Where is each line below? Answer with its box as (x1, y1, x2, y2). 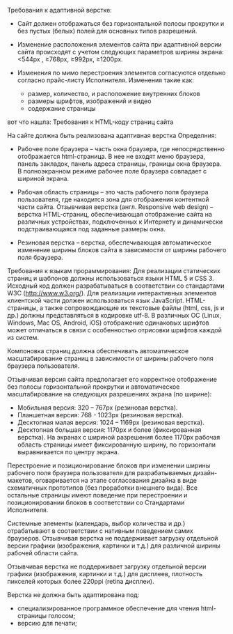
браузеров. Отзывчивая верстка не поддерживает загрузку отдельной (7, 534, 218, 542)
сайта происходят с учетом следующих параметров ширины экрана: (17, 48, 224, 56)
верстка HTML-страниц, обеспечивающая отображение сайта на (17, 210, 212, 218)
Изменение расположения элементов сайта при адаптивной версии (17, 40, 222, 48)
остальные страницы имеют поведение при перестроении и (7, 491, 188, 499)
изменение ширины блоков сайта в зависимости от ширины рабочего (17, 246, 227, 254)
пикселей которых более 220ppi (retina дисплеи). (7, 578, 154, 585)
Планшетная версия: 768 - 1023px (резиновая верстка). (17, 411, 184, 419)
